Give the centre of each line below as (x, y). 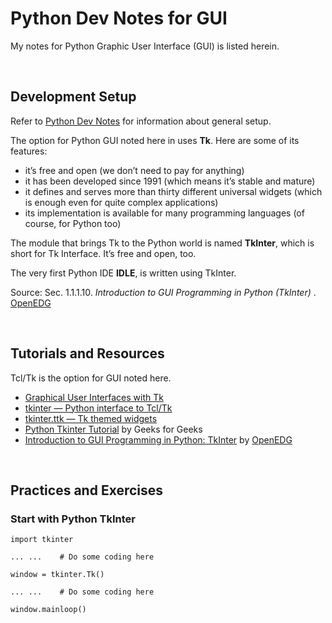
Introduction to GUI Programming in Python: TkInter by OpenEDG (158, 439)
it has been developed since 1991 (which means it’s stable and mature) (170, 181)
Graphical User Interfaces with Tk (94, 397)
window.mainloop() (48, 610)
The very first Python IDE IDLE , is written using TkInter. (123, 273)
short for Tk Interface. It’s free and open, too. (103, 253)
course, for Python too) (73, 223)
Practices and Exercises (87, 490)
